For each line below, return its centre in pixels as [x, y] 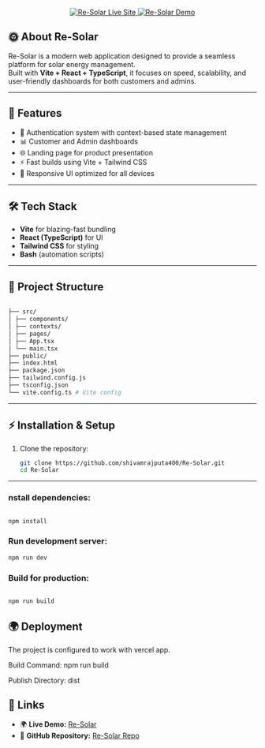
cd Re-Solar [39, 470]
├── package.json [37, 371]
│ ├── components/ [38, 320]
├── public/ [28, 356]
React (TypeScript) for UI [62, 237]
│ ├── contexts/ [35, 327]
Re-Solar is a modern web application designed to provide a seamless [122, 56]
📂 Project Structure [56, 287]
